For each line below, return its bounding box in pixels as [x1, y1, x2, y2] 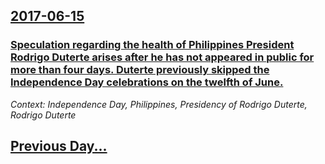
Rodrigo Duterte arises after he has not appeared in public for [10, 50, 315, 64]
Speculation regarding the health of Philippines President [10, 38, 295, 52]
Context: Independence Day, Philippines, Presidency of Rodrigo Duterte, [10, 98, 308, 110]
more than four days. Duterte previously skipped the [10, 63, 270, 77]
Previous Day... [10, 138, 108, 155]
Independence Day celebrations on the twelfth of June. [10, 75, 284, 89]
